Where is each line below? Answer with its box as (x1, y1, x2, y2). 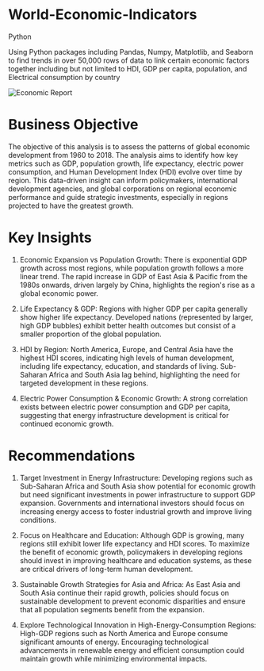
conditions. (19, 515, 57, 524)
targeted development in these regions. (19, 378, 149, 388)
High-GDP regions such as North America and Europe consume (19, 628, 228, 638)
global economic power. (19, 288, 99, 298)
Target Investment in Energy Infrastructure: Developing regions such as (19, 473, 254, 482)
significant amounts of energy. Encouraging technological (19, 637, 209, 646)
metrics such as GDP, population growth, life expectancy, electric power (8, 159, 244, 168)
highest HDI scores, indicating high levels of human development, (19, 353, 235, 362)
